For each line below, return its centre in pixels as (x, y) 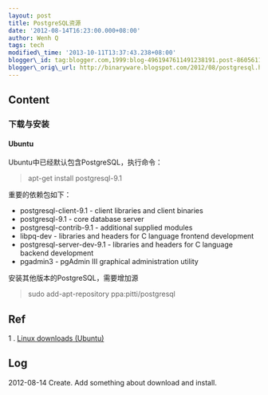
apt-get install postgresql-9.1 (75, 178)
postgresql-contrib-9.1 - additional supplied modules (106, 227)
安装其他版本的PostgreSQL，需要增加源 (73, 278)
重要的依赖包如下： (40, 195)
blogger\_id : (30, 61)
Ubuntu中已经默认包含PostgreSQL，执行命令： (85, 162)
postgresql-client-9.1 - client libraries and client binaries (111, 211)
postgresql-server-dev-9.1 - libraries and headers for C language (126, 245)
